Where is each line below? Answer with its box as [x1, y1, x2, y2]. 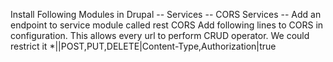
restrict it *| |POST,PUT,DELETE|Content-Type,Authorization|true [10, 40, 277, 52]
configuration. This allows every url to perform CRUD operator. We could [10, 30, 310, 41]
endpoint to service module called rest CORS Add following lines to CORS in [10, 19, 324, 31]
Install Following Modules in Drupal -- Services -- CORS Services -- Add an [10, 9, 322, 20]
